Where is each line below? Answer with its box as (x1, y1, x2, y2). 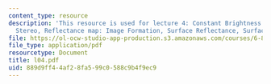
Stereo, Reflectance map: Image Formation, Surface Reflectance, (15, 26, 240, 34)
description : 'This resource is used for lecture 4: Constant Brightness (8, 19, 262, 27)
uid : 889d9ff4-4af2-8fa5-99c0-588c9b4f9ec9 (8, 64, 157, 72)
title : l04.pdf (8, 57, 60, 65)
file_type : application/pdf (8, 42, 103, 50)
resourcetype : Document (8, 49, 89, 57)
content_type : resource (8, 11, 89, 20)
